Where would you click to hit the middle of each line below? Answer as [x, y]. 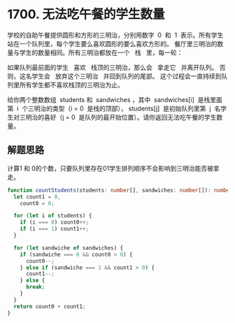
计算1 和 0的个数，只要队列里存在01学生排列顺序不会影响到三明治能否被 [110, 168]
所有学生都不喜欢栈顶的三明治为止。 [71, 85]
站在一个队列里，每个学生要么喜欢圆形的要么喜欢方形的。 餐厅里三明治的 [112, 43]
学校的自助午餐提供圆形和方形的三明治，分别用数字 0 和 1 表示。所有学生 [115, 35]
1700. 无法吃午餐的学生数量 [86, 14]
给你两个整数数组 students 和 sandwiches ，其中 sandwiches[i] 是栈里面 [115, 99]
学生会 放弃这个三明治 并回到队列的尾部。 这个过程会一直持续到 [126, 76]
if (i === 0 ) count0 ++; [55, 222]
